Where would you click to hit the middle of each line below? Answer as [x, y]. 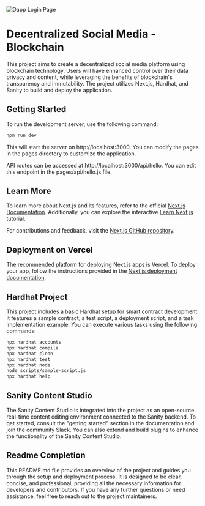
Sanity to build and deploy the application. [59, 90]
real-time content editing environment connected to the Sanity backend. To [101, 417]
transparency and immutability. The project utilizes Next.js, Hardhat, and [97, 83]
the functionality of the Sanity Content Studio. [64, 436]
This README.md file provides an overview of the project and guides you [99, 470]
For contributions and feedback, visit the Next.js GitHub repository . [91, 231]
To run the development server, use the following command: [82, 124]
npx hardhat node [28, 365]
